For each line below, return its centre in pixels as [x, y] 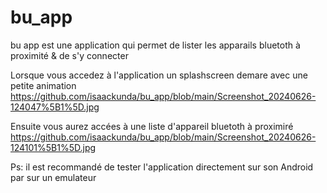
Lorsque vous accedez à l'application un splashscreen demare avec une [159, 75]
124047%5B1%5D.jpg [55, 107]
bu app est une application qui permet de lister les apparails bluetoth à [155, 45]
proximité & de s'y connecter [69, 55]
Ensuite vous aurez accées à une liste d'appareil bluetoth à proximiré [152, 126]
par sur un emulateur [53, 177]
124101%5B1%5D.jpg [53, 147]
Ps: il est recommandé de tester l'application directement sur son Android [162, 167]
